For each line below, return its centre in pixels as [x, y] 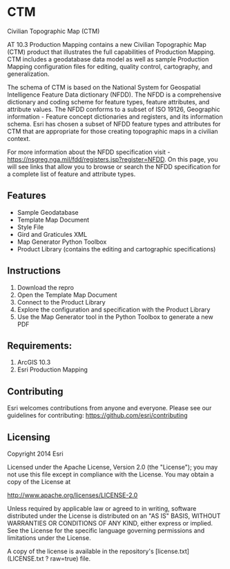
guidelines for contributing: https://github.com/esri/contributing [97, 416]
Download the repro [46, 287]
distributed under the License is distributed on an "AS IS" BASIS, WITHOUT [114, 516]
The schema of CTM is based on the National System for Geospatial [104, 87]
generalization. [28, 74]
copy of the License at [39, 482]
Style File [30, 227]
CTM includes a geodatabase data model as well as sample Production [108, 59]
